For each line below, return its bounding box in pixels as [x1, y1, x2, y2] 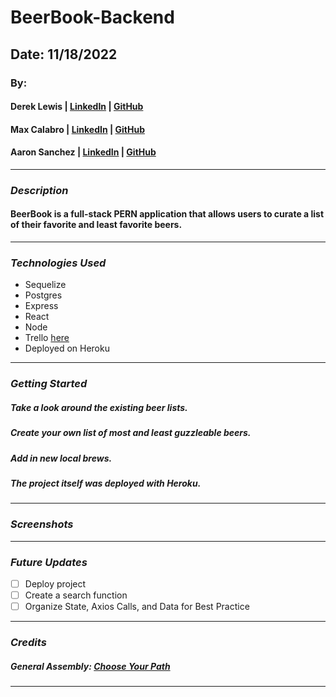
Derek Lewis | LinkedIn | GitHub [10, 101, 144, 113]
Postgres [24, 289, 63, 301]
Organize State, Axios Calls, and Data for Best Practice [24, 601, 250, 613]
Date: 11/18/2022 [10, 46, 118, 63]
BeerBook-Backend [10, 6, 175, 29]
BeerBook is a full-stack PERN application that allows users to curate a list [10, 208, 325, 220]
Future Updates [10, 555, 88, 569]
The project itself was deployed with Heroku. [10, 477, 202, 489]
